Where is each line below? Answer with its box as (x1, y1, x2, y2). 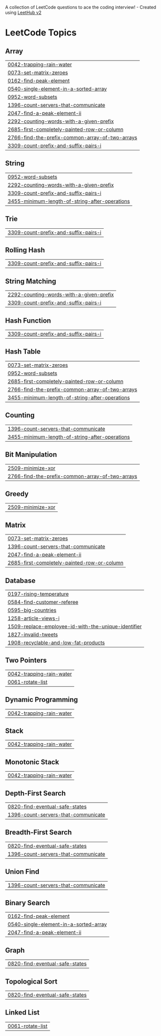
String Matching (5, 277, 56, 285)
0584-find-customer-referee (7, 598, 79, 605)
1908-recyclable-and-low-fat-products (7, 639, 105, 646)
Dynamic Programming (5, 695, 78, 704)
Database (5, 576, 36, 585)
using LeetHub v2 (5, 9, 42, 15)
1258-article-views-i (7, 614, 60, 621)
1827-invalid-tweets (7, 631, 58, 638)
